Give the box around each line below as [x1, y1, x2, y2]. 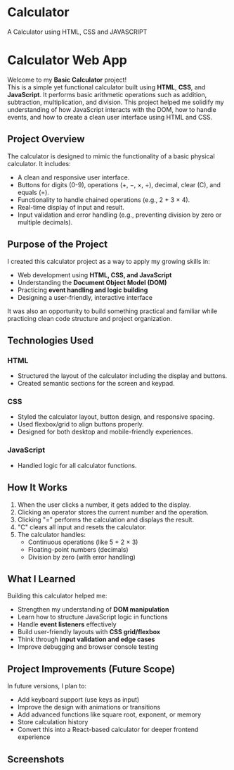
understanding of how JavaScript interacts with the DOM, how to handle [7, 105, 216, 113]
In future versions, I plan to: [7, 682, 86, 690]
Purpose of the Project [7, 239, 108, 251]
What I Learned [7, 573, 76, 585]
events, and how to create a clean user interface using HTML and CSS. [7, 113, 213, 121]
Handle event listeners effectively [17, 620, 117, 629]
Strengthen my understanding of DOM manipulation [17, 605, 169, 614]
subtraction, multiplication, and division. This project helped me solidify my [7, 98, 224, 106]
